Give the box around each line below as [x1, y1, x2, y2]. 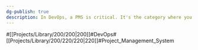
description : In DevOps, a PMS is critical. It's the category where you [6, 14, 193, 20]
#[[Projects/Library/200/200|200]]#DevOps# [6, 30, 117, 37]
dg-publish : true [6, 8, 49, 15]
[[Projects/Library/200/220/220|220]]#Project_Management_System [6, 37, 174, 44]
